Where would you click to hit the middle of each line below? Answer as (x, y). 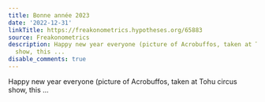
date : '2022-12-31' (40, 23)
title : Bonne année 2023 (49, 15)
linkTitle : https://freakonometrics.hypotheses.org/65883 (105, 30)
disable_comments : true (47, 60)
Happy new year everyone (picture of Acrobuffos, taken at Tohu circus (123, 81)
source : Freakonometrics (49, 37)
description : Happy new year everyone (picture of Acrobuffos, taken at (130, 45)
